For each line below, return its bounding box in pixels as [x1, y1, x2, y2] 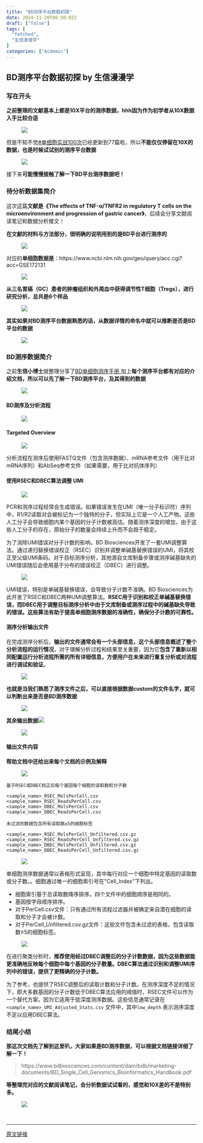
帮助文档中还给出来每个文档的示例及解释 [6, 758, 107, 765]
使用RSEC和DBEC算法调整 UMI [6, 477, 83, 484]
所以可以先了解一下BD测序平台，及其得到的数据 [27, 375, 146, 383]
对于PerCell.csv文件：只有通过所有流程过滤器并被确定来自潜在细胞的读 [14, 906, 192, 913]
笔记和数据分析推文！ [11, 217, 65, 224]
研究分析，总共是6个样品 [6, 292, 68, 300]
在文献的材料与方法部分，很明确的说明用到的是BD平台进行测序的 [6, 230, 167, 237]
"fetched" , [11, 32, 39, 38]
